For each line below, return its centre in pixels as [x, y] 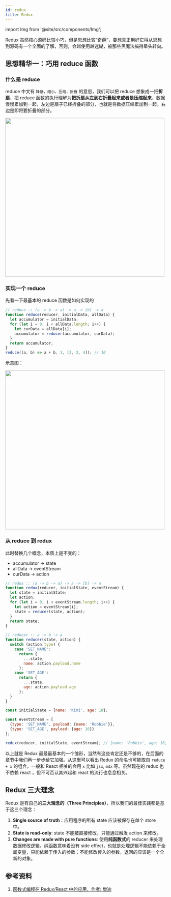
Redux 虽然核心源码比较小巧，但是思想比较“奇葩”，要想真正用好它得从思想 [83, 40]
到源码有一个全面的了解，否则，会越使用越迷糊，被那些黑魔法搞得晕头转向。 [85, 46]
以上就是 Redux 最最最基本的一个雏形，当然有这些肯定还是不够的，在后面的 [84, 753]
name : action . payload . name [52, 663]
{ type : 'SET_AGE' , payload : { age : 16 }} [52, 729]
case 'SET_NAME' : [33, 649]
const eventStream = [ [29, 720]
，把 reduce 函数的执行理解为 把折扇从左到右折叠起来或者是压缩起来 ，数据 [88, 98]
